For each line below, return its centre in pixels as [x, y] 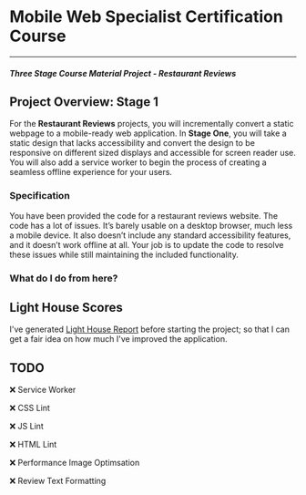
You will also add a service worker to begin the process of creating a [138, 162]
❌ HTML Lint [33, 445]
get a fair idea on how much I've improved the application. [118, 339]
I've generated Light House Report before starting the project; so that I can [149, 329]
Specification [40, 196]
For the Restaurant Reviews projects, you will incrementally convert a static [152, 124]
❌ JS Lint [26, 427]
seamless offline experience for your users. [91, 172]
